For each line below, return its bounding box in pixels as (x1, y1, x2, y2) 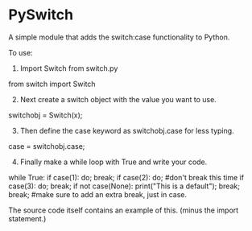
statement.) (8, 213, 47, 223)
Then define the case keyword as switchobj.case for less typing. (19, 126, 235, 135)
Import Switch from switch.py (19, 63, 118, 73)
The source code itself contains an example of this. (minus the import (8, 205, 239, 215)
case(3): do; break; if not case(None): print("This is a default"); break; (8, 181, 240, 191)
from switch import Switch (8, 79, 96, 89)
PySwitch (8, 6, 74, 24)
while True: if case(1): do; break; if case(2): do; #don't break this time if (8, 172, 244, 182)
